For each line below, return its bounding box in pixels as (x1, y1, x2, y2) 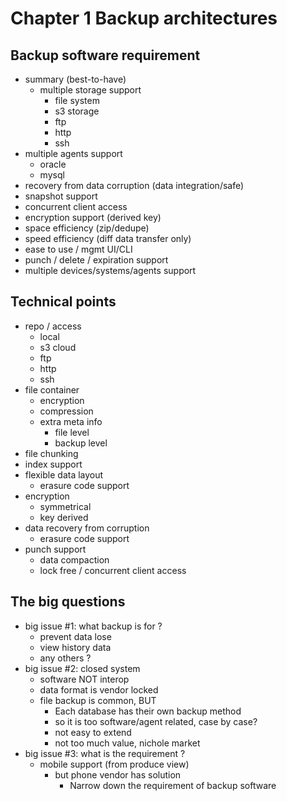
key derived (39, 511, 89, 523)
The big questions (10, 593, 126, 611)
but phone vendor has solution (54, 768, 182, 781)
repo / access (24, 320, 82, 332)
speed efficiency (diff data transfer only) (24, 233, 192, 244)
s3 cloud (39, 341, 77, 353)
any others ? (39, 652, 92, 664)
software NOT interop (39, 673, 130, 685)
